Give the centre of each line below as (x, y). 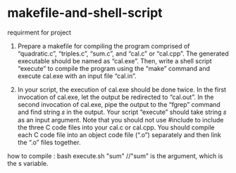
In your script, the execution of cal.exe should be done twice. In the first (122, 89)
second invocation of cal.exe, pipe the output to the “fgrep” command (119, 104)
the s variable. (28, 163)
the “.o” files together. (49, 142)
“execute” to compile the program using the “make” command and (113, 68)
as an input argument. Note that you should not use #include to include (120, 120)
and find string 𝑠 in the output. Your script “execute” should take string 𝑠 (122, 112)
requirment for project (39, 32)
